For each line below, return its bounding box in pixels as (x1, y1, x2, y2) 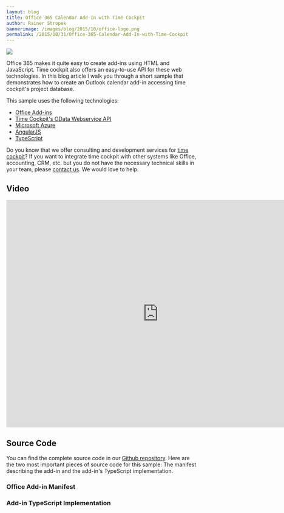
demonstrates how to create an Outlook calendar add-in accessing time (6, 79, 186, 86)
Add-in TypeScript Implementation (6, 498, 111, 507)
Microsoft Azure (15, 122, 56, 129)
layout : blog (6, 8, 39, 15)
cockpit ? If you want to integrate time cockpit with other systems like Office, (6, 153, 197, 160)
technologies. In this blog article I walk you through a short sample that (6, 72, 184, 80)
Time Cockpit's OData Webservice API (15, 115, 112, 123)
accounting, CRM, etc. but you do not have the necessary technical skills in (6, 159, 194, 167)
